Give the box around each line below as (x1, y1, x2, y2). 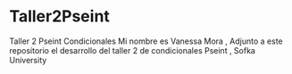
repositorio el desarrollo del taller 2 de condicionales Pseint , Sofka (9, 45, 256, 55)
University (9, 54, 47, 65)
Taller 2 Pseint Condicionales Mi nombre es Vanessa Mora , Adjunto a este (9, 36, 283, 46)
